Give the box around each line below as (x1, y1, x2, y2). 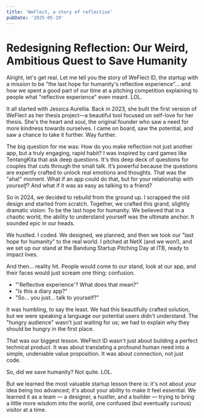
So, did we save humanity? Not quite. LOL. (6, 369, 113, 376)
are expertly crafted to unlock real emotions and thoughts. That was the (6, 169, 186, 176)
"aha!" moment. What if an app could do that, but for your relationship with (6, 175, 194, 183)
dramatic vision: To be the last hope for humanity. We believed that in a (6, 207, 185, 214)
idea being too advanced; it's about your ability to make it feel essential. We (6, 387, 196, 394)
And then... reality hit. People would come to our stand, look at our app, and (6, 263, 196, 270)
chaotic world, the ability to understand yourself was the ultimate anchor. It (6, 213, 195, 220)
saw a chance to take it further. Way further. (6, 131, 117, 139)
